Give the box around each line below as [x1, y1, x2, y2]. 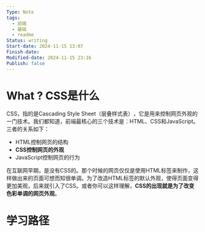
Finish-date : [6, 49, 40, 55]
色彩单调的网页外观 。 [6, 190, 60, 197]
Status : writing [6, 37, 48, 44]
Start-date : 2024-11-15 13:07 [6, 44, 84, 50]
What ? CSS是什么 [6, 88, 100, 102]
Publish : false [6, 60, 45, 66]
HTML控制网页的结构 [15, 139, 69, 146]
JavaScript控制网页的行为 [15, 154, 81, 161]
